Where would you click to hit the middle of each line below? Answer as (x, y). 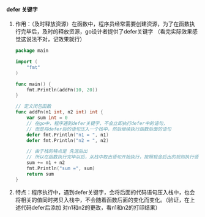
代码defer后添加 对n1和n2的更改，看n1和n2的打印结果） (91, 207)
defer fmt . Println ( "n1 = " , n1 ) (68, 135)
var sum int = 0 (47, 118)
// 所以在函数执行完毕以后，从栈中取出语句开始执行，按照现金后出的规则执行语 (113, 157)
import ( (26, 62)
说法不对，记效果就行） (56, 39)
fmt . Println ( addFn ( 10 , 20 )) (62, 90)
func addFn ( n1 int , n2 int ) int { (59, 112)
